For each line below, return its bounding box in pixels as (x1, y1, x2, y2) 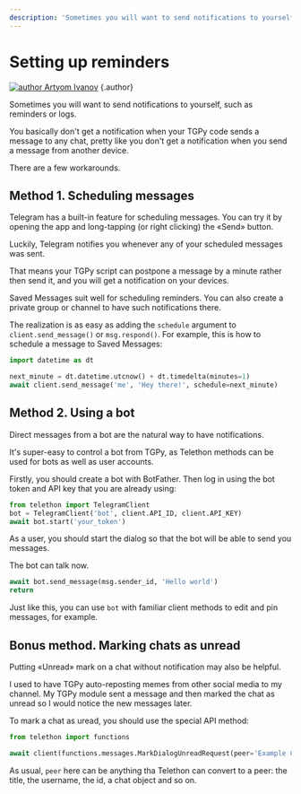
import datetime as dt (9, 356, 94, 365)
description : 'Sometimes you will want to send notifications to (9, 13, 258, 22)
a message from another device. (9, 144, 130, 155)
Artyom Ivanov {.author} (44, 82, 134, 92)
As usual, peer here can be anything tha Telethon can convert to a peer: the (9, 764, 288, 776)
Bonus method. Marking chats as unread (9, 638, 241, 653)
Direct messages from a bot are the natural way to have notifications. (9, 429, 264, 440)
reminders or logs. (9, 109, 77, 119)
